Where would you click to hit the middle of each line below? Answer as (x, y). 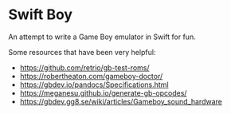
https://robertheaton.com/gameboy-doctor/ (91, 76)
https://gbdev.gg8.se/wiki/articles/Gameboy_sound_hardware (121, 101)
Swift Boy (41, 15)
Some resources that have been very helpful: (82, 52)
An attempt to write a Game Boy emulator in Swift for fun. (102, 37)
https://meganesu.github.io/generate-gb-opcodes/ (103, 92)
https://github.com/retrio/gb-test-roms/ (84, 67)
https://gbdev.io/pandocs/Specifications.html (94, 85)
